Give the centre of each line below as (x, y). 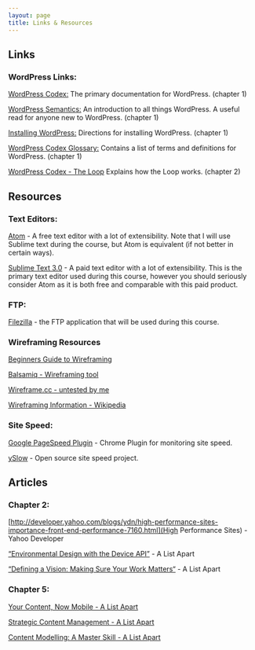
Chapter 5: (29, 589)
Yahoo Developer (36, 538)
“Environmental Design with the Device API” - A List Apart (101, 554)
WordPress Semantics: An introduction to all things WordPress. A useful (124, 109)
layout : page (29, 15)
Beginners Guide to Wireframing (60, 359)
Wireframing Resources (55, 343)
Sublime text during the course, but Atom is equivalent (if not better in (121, 244)
